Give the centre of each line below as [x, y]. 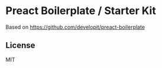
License [20, 45]
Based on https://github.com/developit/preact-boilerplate [75, 27]
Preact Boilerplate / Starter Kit [81, 11]
